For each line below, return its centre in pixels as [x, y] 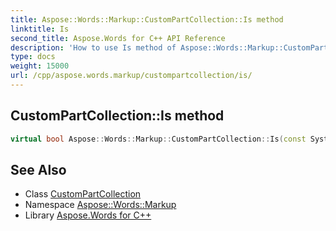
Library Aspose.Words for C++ [88, 215]
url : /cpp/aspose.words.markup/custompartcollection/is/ [131, 76]
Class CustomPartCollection [83, 194]
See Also [38, 169]
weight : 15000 [40, 66]
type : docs [33, 57]
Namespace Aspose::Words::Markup [100, 205]
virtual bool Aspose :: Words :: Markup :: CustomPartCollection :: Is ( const [158, 139]
